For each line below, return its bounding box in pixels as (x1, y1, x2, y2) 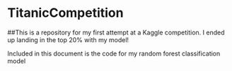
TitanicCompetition (7, 5, 124, 21)
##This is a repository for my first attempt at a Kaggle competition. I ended (7, 28, 225, 37)
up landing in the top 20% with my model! (7, 35, 129, 44)
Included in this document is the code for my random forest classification (7, 49, 221, 58)
